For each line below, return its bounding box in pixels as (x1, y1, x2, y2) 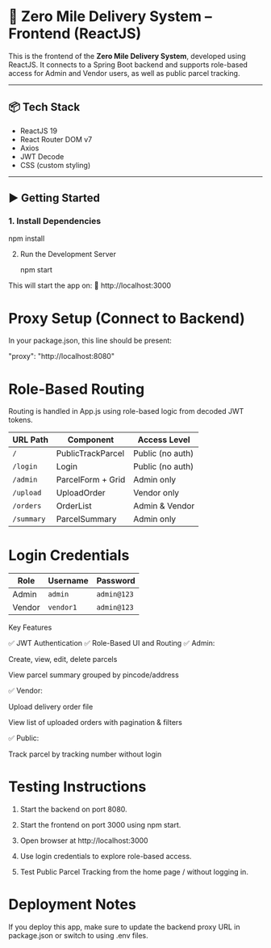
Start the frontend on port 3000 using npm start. (19, 820, 181, 830)
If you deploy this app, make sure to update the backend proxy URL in (8, 922, 240, 932)
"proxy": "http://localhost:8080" (8, 352, 115, 361)
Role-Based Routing (8, 380, 145, 398)
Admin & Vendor (132, 500, 195, 512)
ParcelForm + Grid (56, 474, 126, 486)
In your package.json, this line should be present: (8, 335, 172, 346)
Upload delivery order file (8, 702, 94, 712)
